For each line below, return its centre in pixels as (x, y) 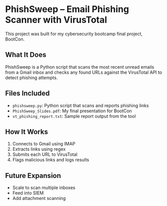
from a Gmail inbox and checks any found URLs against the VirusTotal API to (84, 72)
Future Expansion (33, 176)
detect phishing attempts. (31, 77)
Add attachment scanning (39, 198)
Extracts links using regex (39, 149)
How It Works (27, 132)
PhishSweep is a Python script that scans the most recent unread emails (80, 67)
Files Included (27, 93)
